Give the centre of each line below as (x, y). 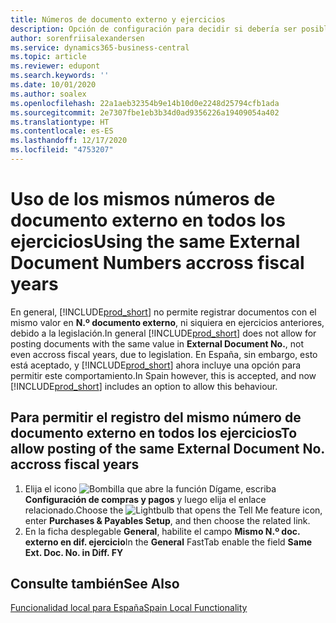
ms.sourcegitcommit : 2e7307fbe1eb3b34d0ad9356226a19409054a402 (145, 112)
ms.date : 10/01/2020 (53, 85)
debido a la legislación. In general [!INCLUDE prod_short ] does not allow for (163, 333)
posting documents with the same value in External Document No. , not (157, 343)
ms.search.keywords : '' (60, 76)
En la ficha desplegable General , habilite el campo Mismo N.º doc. (162, 531)
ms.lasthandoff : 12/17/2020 (69, 141)
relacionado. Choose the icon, (173, 510)
